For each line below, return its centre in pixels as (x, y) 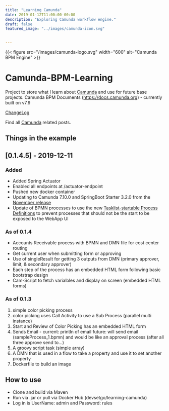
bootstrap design (30, 275)
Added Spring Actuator (36, 181)
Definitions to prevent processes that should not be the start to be (81, 213)
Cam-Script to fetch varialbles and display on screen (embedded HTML (87, 281)
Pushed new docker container (44, 192)
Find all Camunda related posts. (38, 123)
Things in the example (41, 138)
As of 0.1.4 (18, 232)
